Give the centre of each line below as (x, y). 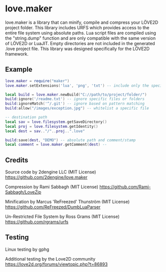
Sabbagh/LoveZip (23, 192)
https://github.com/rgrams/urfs (37, 222)
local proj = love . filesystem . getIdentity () (52, 126)
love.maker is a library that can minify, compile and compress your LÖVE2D (82, 22)
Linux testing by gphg (27, 249)
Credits (17, 160)
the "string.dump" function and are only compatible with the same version (80, 38)
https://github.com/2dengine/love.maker (46, 177)
